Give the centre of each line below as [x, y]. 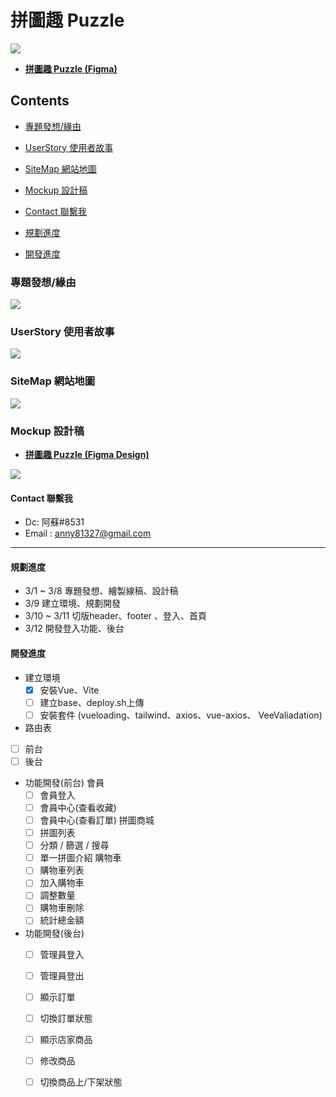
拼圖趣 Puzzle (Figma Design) [87, 454]
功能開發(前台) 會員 [64, 782]
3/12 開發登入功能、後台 [74, 628]
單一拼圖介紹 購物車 [80, 858]
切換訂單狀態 [66, 1018]
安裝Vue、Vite [69, 690]
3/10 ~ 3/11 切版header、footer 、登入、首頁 [115, 616]
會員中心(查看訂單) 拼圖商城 [97, 820]
